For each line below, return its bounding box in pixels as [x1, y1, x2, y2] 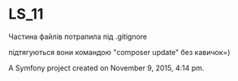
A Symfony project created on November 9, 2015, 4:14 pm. [8, 62, 205, 73]
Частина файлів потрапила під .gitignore [8, 32, 148, 41]
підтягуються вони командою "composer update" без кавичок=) [8, 47, 231, 57]
